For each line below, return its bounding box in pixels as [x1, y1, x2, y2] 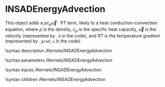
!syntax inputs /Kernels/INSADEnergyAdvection [5, 67, 102, 73]
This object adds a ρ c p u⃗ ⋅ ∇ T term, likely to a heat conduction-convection [5, 20, 158, 27]
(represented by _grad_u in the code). [5, 38, 82, 44]
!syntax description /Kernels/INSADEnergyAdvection [5, 47, 112, 53]
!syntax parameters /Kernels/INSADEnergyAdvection [5, 57, 112, 63]
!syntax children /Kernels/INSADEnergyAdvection [5, 76, 106, 82]
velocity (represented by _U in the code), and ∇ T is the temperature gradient [5, 33, 160, 39]
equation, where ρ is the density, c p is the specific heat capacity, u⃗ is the [5, 26, 157, 33]
